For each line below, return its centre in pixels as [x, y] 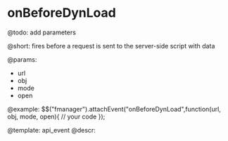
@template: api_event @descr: [52, 130]
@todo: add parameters [42, 32]
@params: [22, 59]
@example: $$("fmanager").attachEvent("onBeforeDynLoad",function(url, [114, 109]
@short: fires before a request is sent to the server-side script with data [111, 46]
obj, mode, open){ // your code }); [56, 116]
